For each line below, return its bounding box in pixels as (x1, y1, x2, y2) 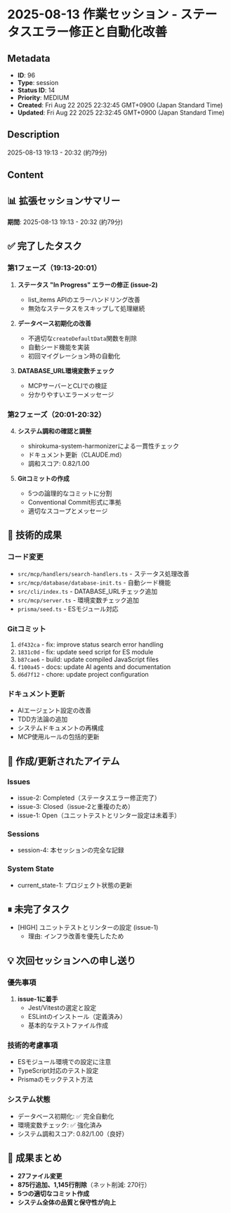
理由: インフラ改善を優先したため (27, 932, 124, 940)
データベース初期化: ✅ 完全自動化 (17, 1112, 114, 1120)
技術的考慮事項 (7, 1040, 58, 1050)
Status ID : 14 (17, 86, 55, 94)
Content (7, 169, 44, 181)
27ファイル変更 (17, 1172, 62, 1181)
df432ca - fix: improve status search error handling (17, 640, 164, 649)
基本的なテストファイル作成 (27, 1021, 109, 1030)
